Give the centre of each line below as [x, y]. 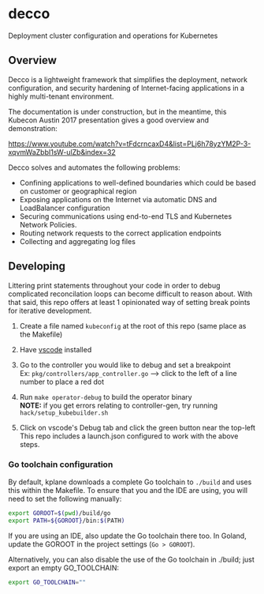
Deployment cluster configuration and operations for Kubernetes [113, 36]
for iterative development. [50, 310]
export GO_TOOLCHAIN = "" [47, 582]
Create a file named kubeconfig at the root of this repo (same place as [133, 325]
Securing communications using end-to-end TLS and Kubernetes [126, 216]
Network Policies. [48, 224]
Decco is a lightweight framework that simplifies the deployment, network [128, 79]
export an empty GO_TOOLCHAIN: [64, 568]
